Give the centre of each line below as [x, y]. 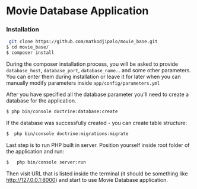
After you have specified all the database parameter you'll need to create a [97, 94]
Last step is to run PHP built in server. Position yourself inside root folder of [98, 145]
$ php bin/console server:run [46, 162]
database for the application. [41, 101]
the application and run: [35, 151]
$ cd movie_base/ [28, 47]
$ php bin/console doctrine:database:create [62, 112]
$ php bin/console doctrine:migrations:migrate [67, 134]
